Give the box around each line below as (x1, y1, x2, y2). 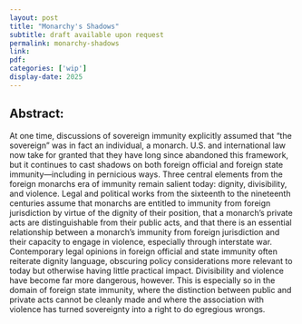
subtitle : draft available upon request (9, 30, 165, 39)
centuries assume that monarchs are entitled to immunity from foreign (9, 197, 271, 209)
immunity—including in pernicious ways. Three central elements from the (9, 169, 283, 180)
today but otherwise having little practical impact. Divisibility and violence (9, 265, 284, 276)
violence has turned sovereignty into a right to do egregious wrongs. (9, 303, 266, 314)
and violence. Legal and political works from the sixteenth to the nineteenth (9, 188, 291, 199)
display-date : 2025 (9, 73, 83, 82)
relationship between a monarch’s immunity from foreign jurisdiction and (9, 226, 280, 237)
